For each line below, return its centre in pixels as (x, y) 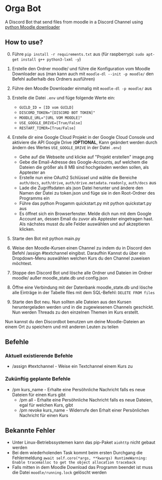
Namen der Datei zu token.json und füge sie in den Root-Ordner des (87, 193)
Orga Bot (23, 8)
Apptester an (32, 172)
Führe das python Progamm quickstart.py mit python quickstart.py (85, 203)
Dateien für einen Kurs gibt (39, 395)
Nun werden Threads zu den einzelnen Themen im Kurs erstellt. (75, 312)
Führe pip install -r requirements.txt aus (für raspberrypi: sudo (78, 54)
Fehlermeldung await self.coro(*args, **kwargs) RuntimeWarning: (80, 458)
